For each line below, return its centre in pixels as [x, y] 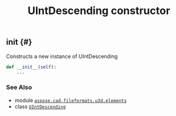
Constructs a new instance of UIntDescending [62, 56]
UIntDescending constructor [99, 11]
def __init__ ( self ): [31, 67]
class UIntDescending [40, 106]
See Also [19, 87]
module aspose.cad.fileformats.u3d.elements [71, 100]
